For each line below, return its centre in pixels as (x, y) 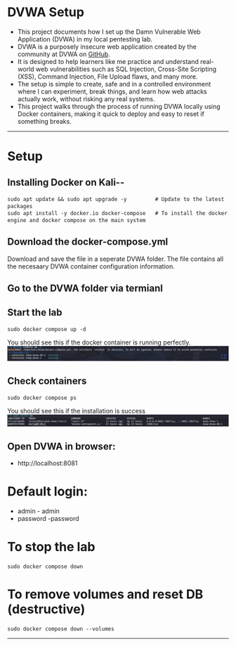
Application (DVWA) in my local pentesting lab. (85, 39)
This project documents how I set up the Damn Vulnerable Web (109, 32)
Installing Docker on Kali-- (66, 182)
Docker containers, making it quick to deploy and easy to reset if (111, 114)
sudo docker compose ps (42, 398)
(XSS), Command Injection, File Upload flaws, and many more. (107, 76)
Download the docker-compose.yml (88, 242)
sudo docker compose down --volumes (61, 629)
